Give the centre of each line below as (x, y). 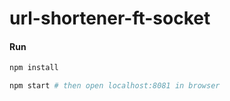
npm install (34, 68)
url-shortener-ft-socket (110, 18)
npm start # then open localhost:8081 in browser (115, 86)
